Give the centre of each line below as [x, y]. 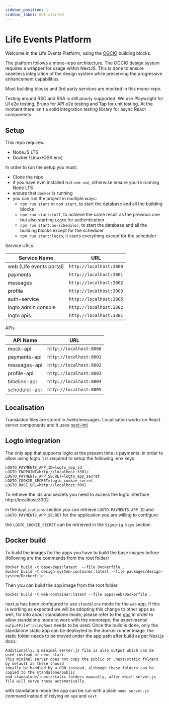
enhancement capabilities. [33, 79]
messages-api [25, 365]
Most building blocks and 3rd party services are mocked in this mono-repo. [83, 89]
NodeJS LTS [25, 152]
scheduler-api [25, 390]
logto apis [19, 316]
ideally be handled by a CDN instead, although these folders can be [80, 668]
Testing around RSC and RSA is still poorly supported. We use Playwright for [84, 99]
